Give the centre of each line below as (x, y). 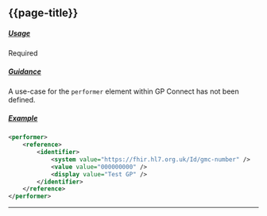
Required (23, 53)
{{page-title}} (43, 13)
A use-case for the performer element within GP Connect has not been (124, 91)
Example (23, 118)
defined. (22, 100)
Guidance (25, 71)
